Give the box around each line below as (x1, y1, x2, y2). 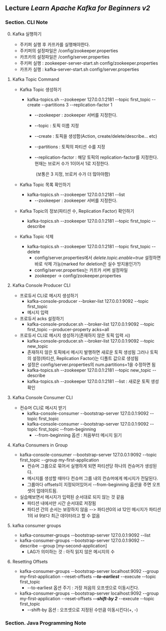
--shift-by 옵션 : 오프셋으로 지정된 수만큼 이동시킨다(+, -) (27, 607, 138, 613)
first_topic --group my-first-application (19, 457, 99, 463)
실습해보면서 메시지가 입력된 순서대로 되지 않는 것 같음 (19, 494, 125, 500)
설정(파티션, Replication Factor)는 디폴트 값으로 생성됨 (32, 355, 139, 361)
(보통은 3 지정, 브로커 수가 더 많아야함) (36, 171, 111, 177)
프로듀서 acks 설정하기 (19, 315, 64, 321)
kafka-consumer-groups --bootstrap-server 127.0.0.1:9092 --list (19, 532, 151, 538)
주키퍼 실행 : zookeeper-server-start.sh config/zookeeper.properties (19, 60, 159, 66)
